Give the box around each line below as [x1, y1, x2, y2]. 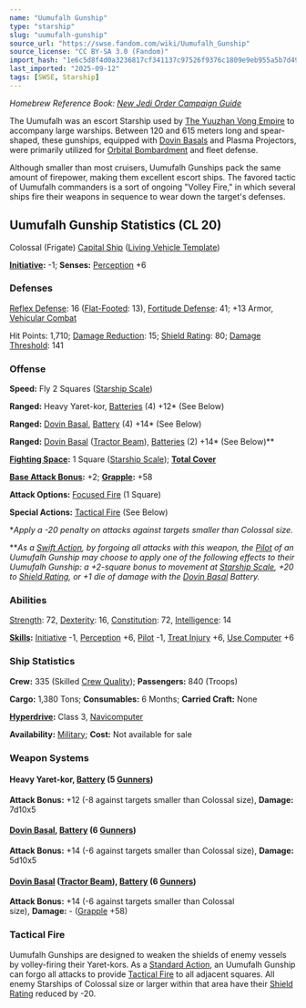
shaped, [9, 134, 40, 146]
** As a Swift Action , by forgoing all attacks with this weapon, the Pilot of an [9, 542, 294, 553]
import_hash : [9, 56, 59, 65]
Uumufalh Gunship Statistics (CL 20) [9, 218, 222, 233]
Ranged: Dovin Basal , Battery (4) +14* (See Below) [9, 418, 202, 429]
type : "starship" [9, 22, 76, 31]
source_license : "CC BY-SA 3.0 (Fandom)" [9, 47, 169, 57]
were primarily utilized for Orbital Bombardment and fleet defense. [9, 144, 259, 155]
